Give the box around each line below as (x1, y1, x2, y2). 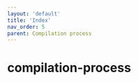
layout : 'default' (7, 10, 61, 18)
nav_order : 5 (7, 23, 45, 30)
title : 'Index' (7, 17, 52, 24)
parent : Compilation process (7, 29, 92, 37)
